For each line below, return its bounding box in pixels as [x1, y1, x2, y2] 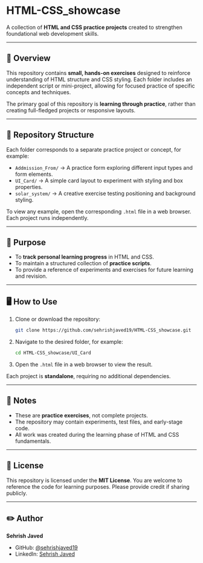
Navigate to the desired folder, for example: [14, 338, 124, 346]
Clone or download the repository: [14, 315, 101, 323]
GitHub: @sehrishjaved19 [14, 544, 79, 552]
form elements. [14, 170, 53, 178]
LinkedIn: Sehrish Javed [14, 550, 76, 558]
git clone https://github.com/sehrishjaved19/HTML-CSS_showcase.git [14, 327, 192, 333]
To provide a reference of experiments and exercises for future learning [14, 266, 193, 274]
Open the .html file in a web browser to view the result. [14, 361, 153, 368]
